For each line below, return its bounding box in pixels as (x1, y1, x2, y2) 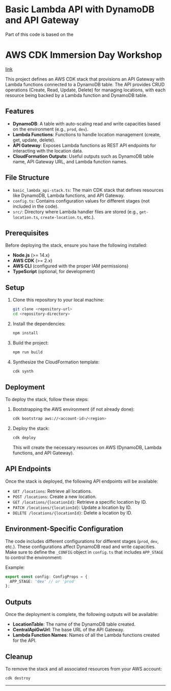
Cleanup (5, 652, 33, 661)
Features (5, 107, 34, 116)
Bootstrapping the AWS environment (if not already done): (12, 406, 135, 412)
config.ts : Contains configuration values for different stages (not (12, 198, 150, 204)
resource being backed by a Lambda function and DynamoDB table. (5, 92, 148, 98)
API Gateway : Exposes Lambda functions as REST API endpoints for (12, 142, 156, 149)
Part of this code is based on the (5, 31, 74, 37)
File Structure (5, 174, 49, 182)
